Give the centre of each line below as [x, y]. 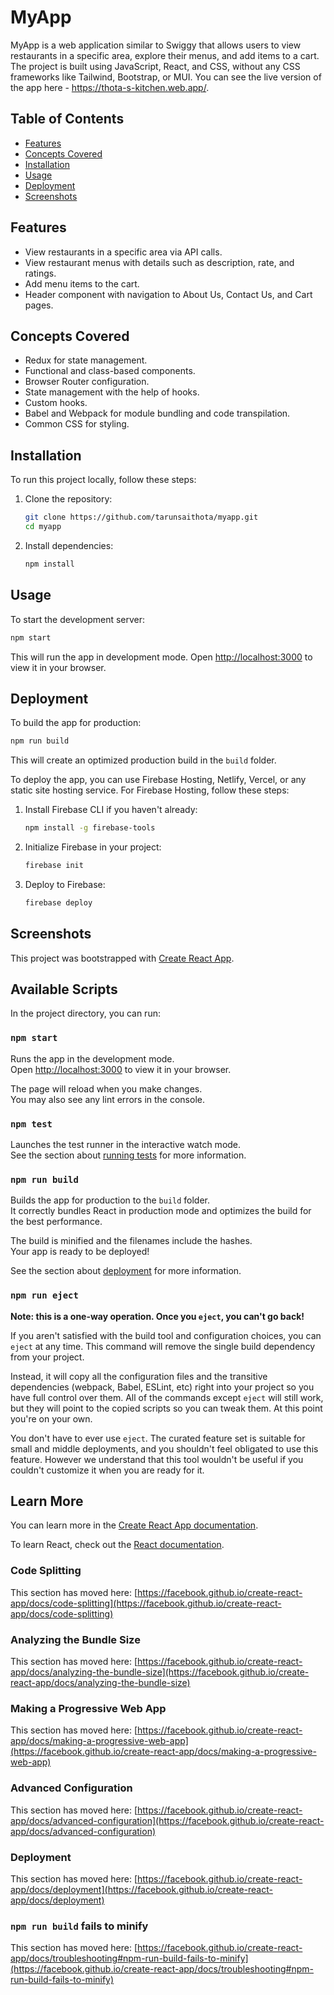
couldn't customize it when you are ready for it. [107, 1470]
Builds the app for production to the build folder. [110, 1200]
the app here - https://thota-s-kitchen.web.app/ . [110, 87]
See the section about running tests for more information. [128, 1155]
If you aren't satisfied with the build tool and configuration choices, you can [166, 1335]
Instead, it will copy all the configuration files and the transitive [139, 1376]
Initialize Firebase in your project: [93, 847]
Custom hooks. [56, 403]
